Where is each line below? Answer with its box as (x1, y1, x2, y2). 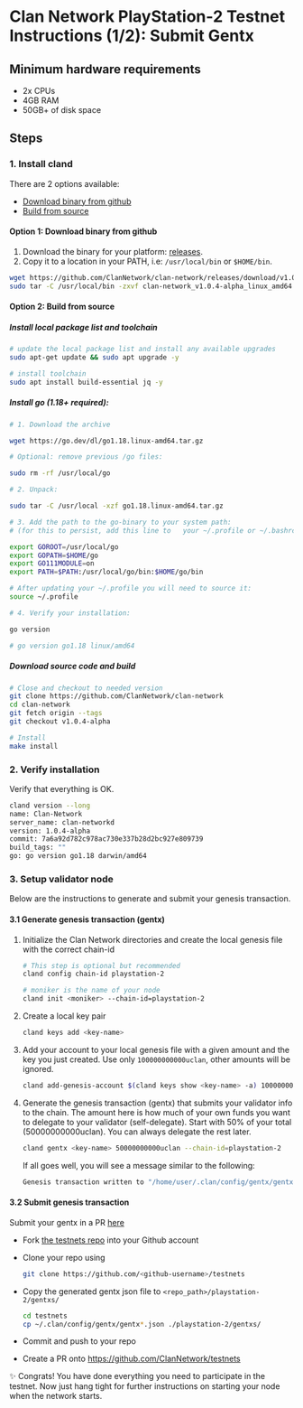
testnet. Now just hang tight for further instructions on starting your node (9, 1381, 280, 1392)
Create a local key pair (22, 1011, 106, 1021)
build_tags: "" (9, 843, 67, 853)
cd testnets (22, 1311, 68, 1320)
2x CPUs (22, 86, 56, 96)
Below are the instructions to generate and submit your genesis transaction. (9, 893, 291, 904)
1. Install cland (9, 158, 74, 171)
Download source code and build (9, 661, 136, 672)
